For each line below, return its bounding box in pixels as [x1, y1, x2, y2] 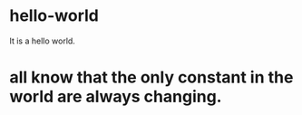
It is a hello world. [9, 35, 75, 46]
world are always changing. [9, 87, 222, 107]
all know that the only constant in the [9, 67, 294, 88]
